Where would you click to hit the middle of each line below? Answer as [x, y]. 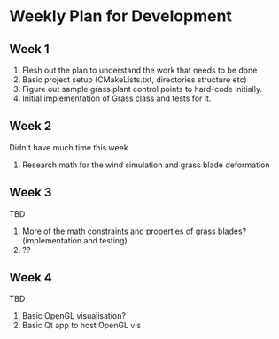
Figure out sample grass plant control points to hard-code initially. [142, 89]
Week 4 [31, 277]
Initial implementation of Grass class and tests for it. [116, 98]
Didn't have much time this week [69, 147]
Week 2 [31, 126]
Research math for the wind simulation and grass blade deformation [146, 165]
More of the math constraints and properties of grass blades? [134, 231]
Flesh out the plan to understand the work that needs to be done [139, 70]
